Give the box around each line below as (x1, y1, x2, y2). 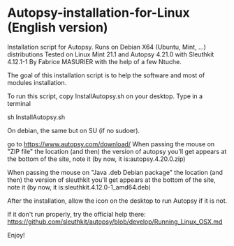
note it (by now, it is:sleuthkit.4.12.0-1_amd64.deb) (7, 183, 152, 191)
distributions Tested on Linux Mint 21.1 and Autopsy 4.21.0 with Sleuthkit (7, 50, 214, 59)
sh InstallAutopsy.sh (7, 113, 66, 121)
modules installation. (7, 78, 67, 86)
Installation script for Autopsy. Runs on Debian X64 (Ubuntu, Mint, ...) (7, 43, 206, 51)
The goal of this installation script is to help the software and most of (7, 71, 205, 79)
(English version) (7, 20, 108, 36)
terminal (7, 99, 31, 107)
